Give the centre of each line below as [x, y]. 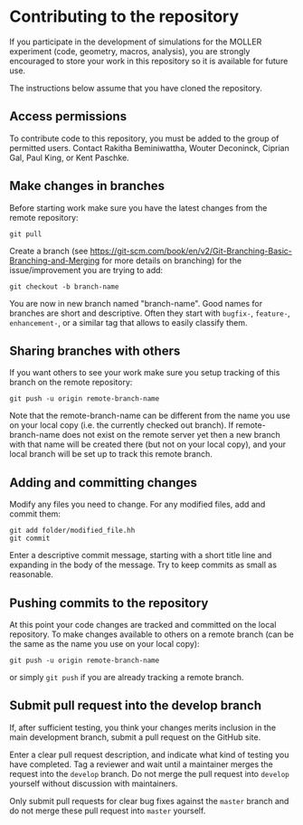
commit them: [35, 514]
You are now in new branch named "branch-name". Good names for [136, 303]
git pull [26, 234]
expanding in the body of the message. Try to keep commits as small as [143, 565]
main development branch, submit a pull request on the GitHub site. [135, 737]
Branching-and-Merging [55, 261]
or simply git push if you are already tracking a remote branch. [127, 677]
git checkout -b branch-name [64, 287]
